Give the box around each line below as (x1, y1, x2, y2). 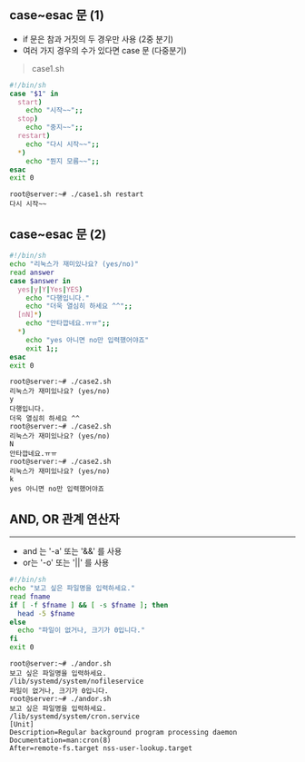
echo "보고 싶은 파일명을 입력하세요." (9, 584, 135, 593)
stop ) (17, 114, 39, 124)
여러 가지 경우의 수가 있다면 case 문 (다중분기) (22, 45, 188, 55)
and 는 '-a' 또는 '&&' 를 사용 (22, 546, 123, 557)
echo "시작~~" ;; (25, 106, 84, 115)
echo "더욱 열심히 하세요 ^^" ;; (25, 302, 133, 311)
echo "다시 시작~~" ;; (25, 139, 100, 149)
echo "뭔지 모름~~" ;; (25, 156, 100, 165)
